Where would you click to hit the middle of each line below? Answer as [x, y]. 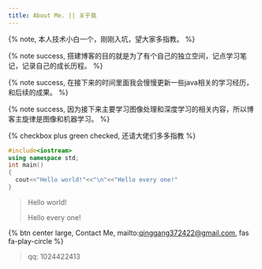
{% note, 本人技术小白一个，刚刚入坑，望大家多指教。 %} [102, 39]
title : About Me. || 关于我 [52, 15]
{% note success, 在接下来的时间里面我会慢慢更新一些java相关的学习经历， [131, 82]
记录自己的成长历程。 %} [62, 65]
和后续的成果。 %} [38, 92]
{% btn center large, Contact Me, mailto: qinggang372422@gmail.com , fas [129, 233]
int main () [26, 165]
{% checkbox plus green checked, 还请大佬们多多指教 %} [102, 136]
